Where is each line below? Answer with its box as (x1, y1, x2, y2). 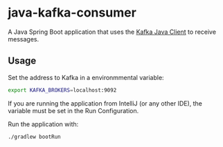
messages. (8, 35, 39, 43)
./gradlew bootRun (8, 133, 61, 140)
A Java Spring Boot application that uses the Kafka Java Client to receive (8, 28, 217, 36)
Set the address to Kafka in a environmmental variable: (8, 73, 165, 81)
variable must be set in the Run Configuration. (8, 106, 139, 115)
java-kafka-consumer (8, 5, 137, 21)
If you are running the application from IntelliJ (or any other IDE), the (8, 99, 203, 108)
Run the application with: (8, 119, 79, 128)
